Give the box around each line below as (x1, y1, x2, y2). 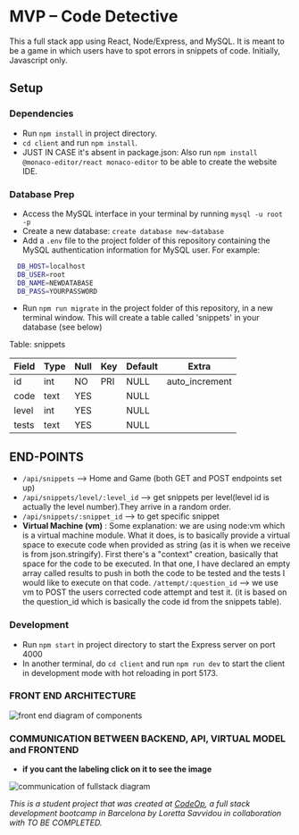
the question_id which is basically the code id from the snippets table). (21, 597, 283, 607)
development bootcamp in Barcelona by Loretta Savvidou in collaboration (9, 808, 282, 819)
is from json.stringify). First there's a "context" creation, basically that (21, 549, 278, 560)
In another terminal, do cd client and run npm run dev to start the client (21, 658, 286, 669)
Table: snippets (9, 339, 66, 350)
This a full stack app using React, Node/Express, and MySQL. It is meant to (9, 36, 286, 46)
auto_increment (166, 375, 232, 388)
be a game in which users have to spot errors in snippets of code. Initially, (9, 45, 281, 55)
